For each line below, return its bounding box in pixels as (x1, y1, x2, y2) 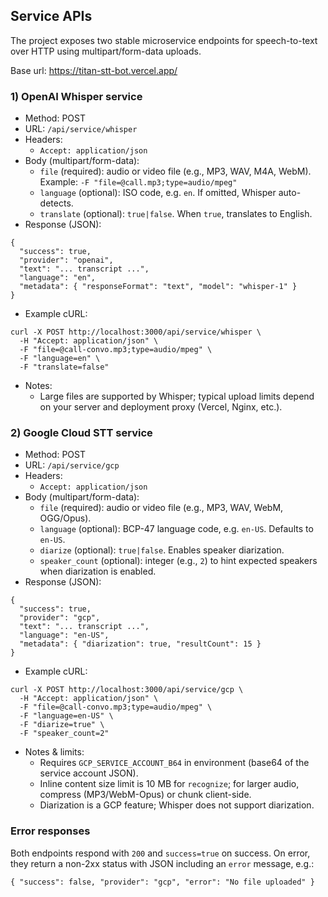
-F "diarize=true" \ (19, 720, 105, 730)
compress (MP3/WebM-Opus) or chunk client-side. (39, 789, 252, 801)
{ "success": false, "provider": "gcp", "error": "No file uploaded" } (10, 877, 315, 887)
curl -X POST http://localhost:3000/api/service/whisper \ (10, 327, 262, 338)
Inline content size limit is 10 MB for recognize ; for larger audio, (39, 778, 300, 790)
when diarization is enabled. (39, 565, 157, 578)
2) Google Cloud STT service (10, 426, 153, 440)
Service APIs (10, 8, 93, 25)
